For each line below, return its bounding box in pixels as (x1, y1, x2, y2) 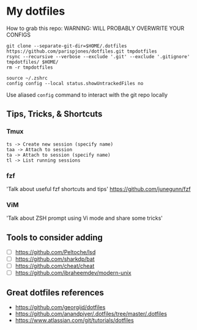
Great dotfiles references (6, 287, 104, 298)
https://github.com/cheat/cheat (15, 262, 95, 270)
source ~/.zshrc (6, 75, 48, 81)
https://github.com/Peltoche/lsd (15, 249, 96, 256)
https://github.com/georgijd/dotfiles (15, 304, 106, 311)
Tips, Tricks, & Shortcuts (6, 109, 103, 119)
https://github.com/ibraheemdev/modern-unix (15, 269, 132, 277)
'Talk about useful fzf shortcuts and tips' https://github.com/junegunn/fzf (6, 185, 191, 192)
